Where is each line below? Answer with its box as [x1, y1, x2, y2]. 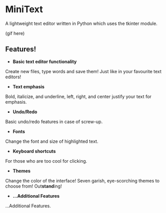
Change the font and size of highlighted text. [5, 138, 98, 144]
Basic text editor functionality [12, 58, 77, 65]
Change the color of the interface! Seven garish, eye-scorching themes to [5, 177, 160, 184]
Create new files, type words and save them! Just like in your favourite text [5, 68, 162, 74]
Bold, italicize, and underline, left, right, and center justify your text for [5, 93, 152, 100]
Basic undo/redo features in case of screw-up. [5, 118, 103, 125]
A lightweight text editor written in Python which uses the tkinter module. [5, 20, 158, 26]
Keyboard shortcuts [12, 148, 56, 154]
